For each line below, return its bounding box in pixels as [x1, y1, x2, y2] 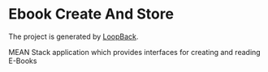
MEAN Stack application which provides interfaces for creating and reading [8, 47, 262, 57]
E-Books [8, 56, 37, 66]
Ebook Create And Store [8, 5, 175, 23]
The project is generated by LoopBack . [8, 32, 139, 41]
